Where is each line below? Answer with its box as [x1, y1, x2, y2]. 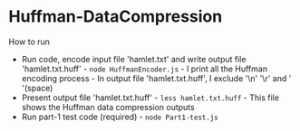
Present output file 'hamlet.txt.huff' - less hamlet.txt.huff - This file [21, 92, 280, 103]
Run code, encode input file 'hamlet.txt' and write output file [21, 53, 247, 64]
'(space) [21, 82, 53, 93]
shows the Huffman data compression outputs [21, 101, 196, 112]
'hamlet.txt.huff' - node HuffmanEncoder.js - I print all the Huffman [21, 63, 268, 74]
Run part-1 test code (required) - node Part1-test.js [21, 111, 218, 122]
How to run [8, 36, 51, 47]
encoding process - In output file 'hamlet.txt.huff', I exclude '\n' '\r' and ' [21, 72, 292, 83]
